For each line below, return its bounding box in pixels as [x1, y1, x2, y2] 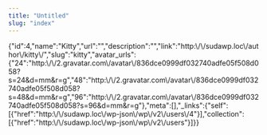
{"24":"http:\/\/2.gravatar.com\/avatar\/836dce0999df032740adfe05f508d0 [8, 58, 259, 68]
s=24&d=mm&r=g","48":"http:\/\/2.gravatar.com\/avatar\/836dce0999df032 [8, 75, 259, 85]
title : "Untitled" [8, 11, 69, 20]
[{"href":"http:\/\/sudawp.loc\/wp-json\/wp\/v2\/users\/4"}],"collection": [8, 109, 245, 118]
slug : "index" [8, 19, 56, 27]
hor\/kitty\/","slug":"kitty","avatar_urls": [8, 50, 137, 59]
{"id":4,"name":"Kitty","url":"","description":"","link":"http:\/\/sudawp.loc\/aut [8, 41, 259, 50]
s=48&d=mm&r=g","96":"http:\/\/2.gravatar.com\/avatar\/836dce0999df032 [8, 92, 259, 101]
